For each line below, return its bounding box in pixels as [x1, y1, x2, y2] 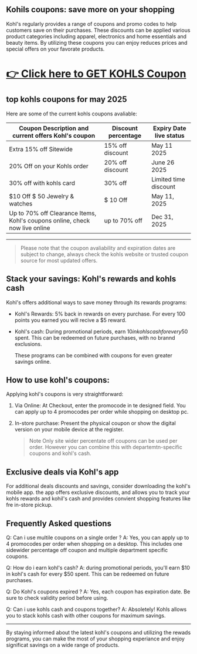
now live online [9, 224, 50, 232]
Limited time [151, 175, 186, 183]
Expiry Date [153, 124, 186, 132]
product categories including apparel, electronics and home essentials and [6, 32, 186, 40]
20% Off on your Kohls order [9, 162, 89, 170]
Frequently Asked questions [6, 518, 111, 529]
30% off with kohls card [9, 179, 75, 187]
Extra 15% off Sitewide [9, 145, 73, 153]
